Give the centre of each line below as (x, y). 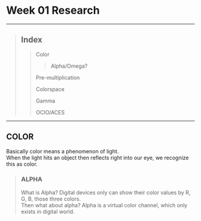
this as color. (22, 164)
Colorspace (50, 89)
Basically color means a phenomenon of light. (63, 151)
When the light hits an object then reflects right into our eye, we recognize (98, 158)
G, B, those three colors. (51, 199)
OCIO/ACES (50, 112)
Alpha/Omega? (69, 66)
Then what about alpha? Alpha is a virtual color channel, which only (104, 205)
